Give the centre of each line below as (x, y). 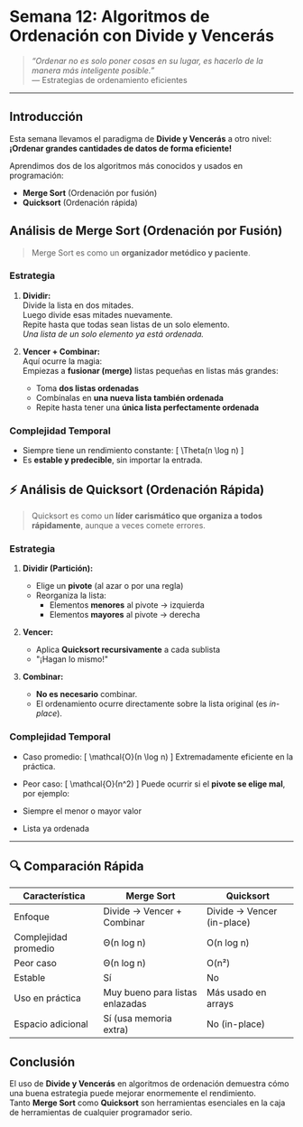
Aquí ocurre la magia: (62, 361)
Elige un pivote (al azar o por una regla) (110, 586)
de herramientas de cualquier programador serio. (101, 1113)
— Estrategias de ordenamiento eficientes (109, 79)
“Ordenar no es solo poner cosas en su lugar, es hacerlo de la (147, 61)
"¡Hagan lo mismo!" (72, 659)
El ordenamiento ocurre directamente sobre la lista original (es (151, 704)
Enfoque (32, 917)
